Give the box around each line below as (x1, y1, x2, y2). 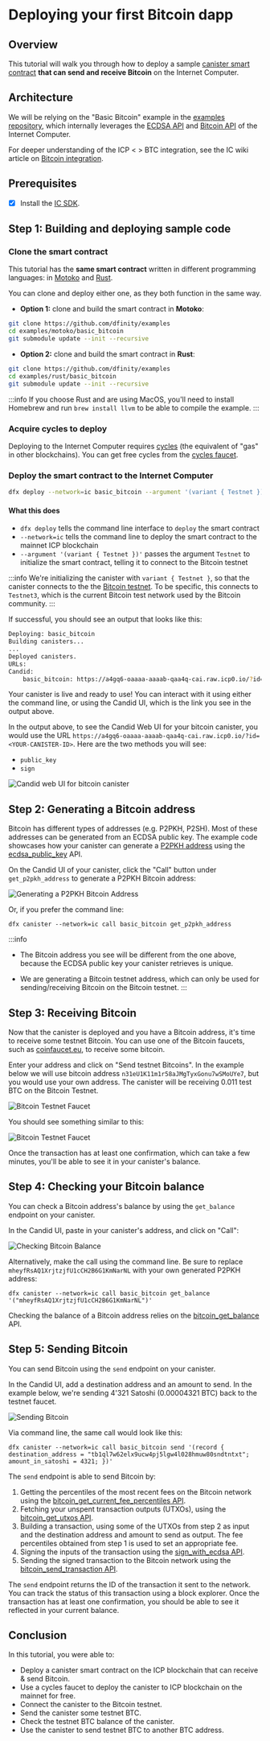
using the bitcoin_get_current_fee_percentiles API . (19, 1496, 186, 1505)
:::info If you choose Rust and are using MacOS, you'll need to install (8, 394, 235, 404)
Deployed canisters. (8, 652, 78, 661)
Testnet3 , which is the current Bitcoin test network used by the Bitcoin (8, 590, 241, 600)
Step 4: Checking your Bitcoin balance (8, 1180, 205, 1194)
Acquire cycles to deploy (8, 423, 108, 434)
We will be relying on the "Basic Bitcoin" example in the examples (8, 112, 225, 122)
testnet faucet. (8, 1397, 57, 1406)
